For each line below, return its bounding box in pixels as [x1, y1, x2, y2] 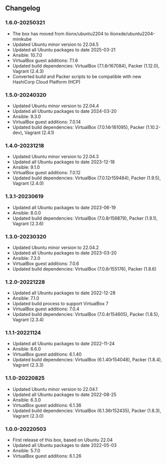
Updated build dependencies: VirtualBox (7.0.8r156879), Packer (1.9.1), [12, 215, 158, 221]
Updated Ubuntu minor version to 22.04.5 [12, 41, 99, 47]
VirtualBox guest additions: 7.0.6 [12, 260, 79, 267]
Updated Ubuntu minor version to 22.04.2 [12, 244, 99, 250]
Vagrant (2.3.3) [12, 362, 44, 368]
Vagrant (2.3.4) [12, 317, 44, 323]
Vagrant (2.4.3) [12, 68, 44, 74]
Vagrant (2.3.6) [12, 220, 44, 226]
